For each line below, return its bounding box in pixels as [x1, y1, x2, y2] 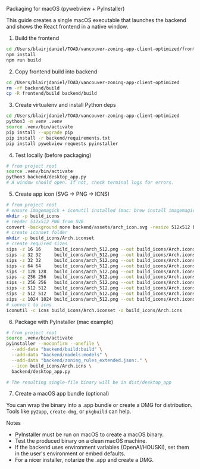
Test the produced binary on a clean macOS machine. [14, 437, 147, 445]
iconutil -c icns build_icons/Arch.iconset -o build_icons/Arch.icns [6, 307, 183, 313]
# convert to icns [6, 301, 52, 308]
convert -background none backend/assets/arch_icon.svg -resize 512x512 [6, 224, 190, 230]
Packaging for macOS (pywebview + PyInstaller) [6, 5, 125, 12]
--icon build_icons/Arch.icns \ [11, 363, 92, 369]
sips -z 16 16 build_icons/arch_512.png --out [6, 246, 135, 252]
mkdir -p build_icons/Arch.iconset [6, 235, 95, 241]
